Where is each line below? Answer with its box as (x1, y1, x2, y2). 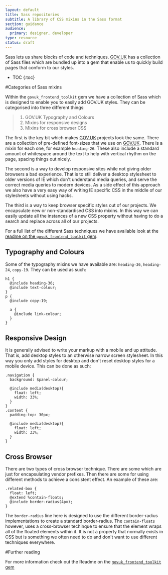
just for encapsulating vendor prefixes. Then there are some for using (5, 471, 149, 477)
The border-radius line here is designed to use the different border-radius (5, 513, 158, 519)
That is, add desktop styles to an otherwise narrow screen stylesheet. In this (5, 352, 163, 358)
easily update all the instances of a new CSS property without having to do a (5, 213, 163, 219)
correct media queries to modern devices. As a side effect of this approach (5, 181, 160, 187)
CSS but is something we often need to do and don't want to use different (5, 534, 157, 540)
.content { (5, 408, 28, 413)
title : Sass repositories (5, 12, 59, 17)
